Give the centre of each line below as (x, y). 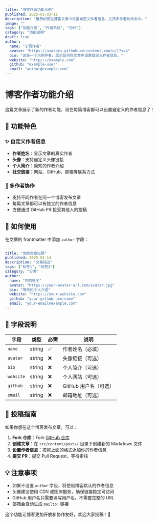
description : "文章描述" (29, 262)
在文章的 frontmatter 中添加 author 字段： (47, 239)
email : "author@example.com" (39, 69)
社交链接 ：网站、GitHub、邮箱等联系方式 (54, 172)
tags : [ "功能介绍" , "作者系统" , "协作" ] (43, 28)
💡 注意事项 (21, 473)
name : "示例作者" (26, 46)
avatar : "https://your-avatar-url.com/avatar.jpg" (62, 285)
